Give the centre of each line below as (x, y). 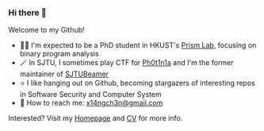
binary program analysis (59, 54)
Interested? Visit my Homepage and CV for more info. (96, 118)
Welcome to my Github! (46, 30)
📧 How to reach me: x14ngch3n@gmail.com (91, 103)
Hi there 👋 (28, 13)
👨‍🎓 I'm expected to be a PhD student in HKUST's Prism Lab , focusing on (138, 45)
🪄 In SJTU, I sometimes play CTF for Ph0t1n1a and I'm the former (126, 63)
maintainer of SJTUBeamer (64, 74)
